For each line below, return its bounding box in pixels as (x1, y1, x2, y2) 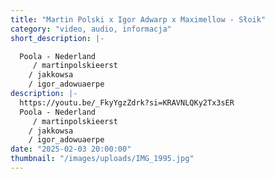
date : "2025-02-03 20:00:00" (10, 144, 132, 155)
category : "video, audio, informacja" (10, 24, 172, 34)
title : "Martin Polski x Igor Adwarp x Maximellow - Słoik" (10, 14, 267, 25)
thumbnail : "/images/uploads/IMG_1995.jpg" (10, 154, 195, 164)
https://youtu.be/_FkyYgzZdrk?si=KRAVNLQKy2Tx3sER (19, 97, 235, 108)
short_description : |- (10, 33, 105, 43)
